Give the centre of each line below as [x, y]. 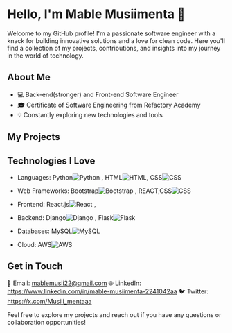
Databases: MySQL [45, 231]
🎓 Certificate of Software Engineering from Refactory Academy [109, 105]
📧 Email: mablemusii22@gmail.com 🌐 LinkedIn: [74, 283]
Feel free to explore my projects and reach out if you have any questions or [114, 314]
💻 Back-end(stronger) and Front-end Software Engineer [98, 94]
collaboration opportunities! [47, 322]
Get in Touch [35, 266]
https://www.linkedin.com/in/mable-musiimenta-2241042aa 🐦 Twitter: [108, 291]
